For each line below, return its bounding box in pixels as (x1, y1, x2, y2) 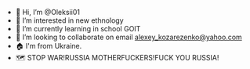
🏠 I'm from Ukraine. (15, 42, 82, 50)
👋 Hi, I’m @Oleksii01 (15, 8, 81, 16)
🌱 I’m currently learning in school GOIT (15, 24, 141, 33)
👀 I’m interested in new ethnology (15, 16, 124, 25)
